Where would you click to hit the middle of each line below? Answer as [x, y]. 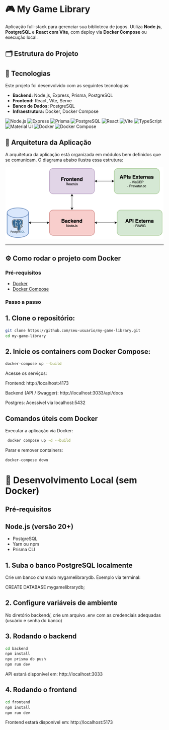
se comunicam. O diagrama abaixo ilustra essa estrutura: [64, 160]
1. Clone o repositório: [40, 318]
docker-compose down [27, 460]
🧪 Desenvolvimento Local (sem [71, 480]
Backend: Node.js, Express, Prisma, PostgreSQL [63, 95]
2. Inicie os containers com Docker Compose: [78, 351]
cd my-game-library [26, 336]
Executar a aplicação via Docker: [39, 430]
